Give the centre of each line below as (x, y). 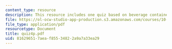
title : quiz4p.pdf (25, 34)
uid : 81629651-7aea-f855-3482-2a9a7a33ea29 (52, 39)
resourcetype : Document (31, 29)
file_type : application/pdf (35, 24)
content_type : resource (31, 10)
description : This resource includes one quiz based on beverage (76, 15)
